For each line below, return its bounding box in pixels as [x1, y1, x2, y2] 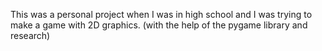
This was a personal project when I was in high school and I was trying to [10, 9, 313, 20]
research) [10, 30, 51, 41]
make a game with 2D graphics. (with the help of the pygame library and [10, 19, 308, 31]
